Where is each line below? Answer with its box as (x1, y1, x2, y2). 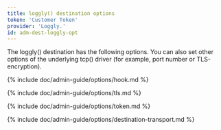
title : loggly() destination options (7, 10, 115, 17)
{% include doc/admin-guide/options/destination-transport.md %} (7, 116, 195, 124)
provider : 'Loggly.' (7, 23, 67, 29)
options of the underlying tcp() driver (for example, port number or (7, 55, 196, 64)
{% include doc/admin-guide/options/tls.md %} (7, 89, 142, 97)
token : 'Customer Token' (7, 16, 78, 23)
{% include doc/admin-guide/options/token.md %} (7, 102, 151, 110)
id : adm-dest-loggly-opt (7, 29, 78, 36)
